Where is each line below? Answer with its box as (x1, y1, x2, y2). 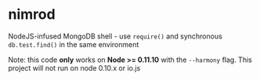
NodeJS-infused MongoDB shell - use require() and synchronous (8, 31, 223, 41)
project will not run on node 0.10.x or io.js (8, 63, 141, 72)
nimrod (8, 5, 56, 24)
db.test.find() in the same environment (8, 39, 139, 49)
